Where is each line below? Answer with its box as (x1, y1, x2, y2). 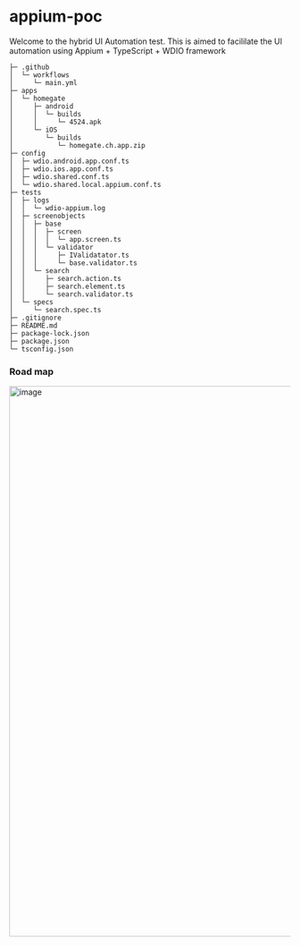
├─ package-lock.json (9, 328, 90, 337)
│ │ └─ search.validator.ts (9, 289, 134, 299)
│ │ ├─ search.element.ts (9, 282, 126, 291)
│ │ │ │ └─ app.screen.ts (9, 234, 122, 243)
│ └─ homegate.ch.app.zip (9, 141, 146, 149)
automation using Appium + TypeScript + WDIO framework (9, 45, 226, 55)
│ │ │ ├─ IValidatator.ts (9, 251, 129, 260)
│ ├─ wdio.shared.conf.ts (9, 172, 110, 181)
